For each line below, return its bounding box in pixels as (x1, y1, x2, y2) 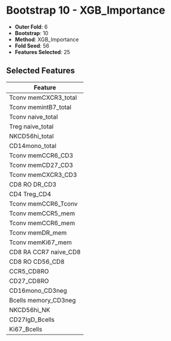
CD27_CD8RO (9, 277, 49, 285)
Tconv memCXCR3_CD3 (9, 170, 77, 179)
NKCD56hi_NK (9, 305, 50, 314)
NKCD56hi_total (9, 132, 54, 140)
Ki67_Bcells (9, 325, 43, 333)
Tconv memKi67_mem (9, 238, 72, 247)
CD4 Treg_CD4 (9, 190, 52, 198)
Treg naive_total (9, 122, 54, 131)
